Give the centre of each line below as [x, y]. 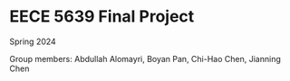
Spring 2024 [33, 41]
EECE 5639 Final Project [102, 17]
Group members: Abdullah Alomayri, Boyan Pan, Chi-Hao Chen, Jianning [145, 58]
